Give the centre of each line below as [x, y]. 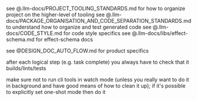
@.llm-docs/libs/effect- [160, 33]
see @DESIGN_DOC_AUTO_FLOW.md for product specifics [77, 51]
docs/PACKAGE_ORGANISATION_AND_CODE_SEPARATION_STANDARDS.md [99, 21]
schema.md [20, 39]
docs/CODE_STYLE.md [34, 33]
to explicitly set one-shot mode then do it [56, 92]
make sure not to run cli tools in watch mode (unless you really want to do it [98, 79]
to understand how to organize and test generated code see [79, 27]
